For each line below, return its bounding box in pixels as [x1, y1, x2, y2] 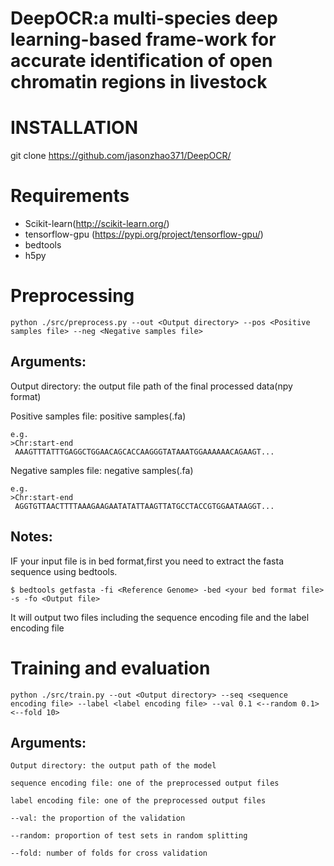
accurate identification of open [10, 50, 273, 72]
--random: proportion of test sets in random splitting [10, 831, 248, 841]
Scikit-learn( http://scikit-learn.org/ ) [24, 218, 170, 230]
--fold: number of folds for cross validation [10, 848, 208, 859]
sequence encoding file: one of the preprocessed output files [10, 778, 280, 789]
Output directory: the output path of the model [10, 761, 217, 771]
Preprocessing [10, 285, 135, 307]
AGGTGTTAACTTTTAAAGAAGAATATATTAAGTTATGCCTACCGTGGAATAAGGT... [14, 501, 275, 511]
